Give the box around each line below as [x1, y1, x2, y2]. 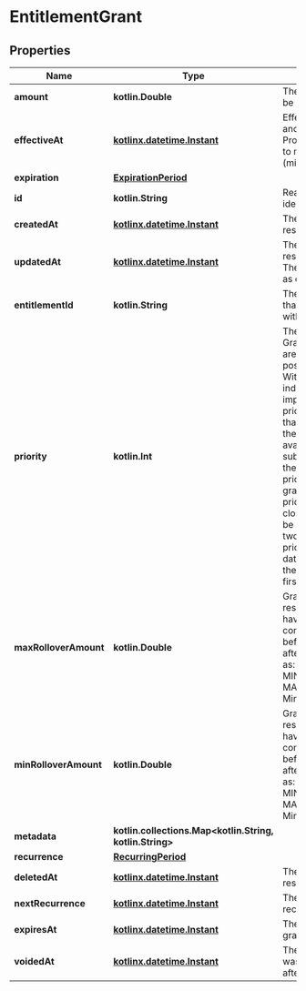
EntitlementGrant [9, 6, 143, 27]
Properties [9, 43, 71, 58]
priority [14, 450, 47, 462]
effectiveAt [14, 134, 64, 147]
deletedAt [14, 871, 58, 884]
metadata [14, 830, 56, 843]
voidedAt [14, 956, 55, 967]
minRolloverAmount [14, 758, 103, 771]
